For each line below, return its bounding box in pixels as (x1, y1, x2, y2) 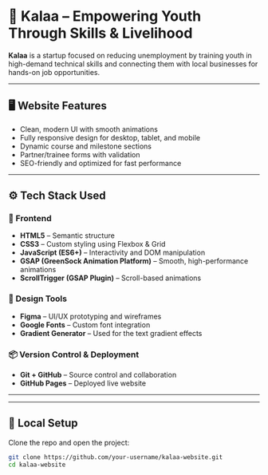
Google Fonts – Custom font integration (19, 319, 151, 330)
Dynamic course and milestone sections (19, 141, 152, 151)
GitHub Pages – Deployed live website (19, 378, 146, 388)
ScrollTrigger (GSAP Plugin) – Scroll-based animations (19, 273, 202, 283)
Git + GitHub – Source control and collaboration (19, 370, 177, 380)
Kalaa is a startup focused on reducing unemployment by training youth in (8, 50, 253, 60)
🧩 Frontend (8, 213, 52, 224)
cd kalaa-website (8, 461, 66, 469)
